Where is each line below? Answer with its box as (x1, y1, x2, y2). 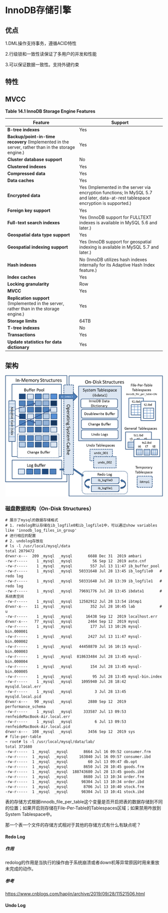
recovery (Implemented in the (7, 139, 69, 145)
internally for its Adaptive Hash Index (79, 261, 155, 268)
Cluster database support (7, 156, 62, 163)
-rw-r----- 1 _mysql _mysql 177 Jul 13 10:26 (5, 624, 126, 629)
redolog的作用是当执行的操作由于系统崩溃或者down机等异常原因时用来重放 (5, 859, 159, 865)
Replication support (7, 295, 50, 301)
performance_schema (5, 704, 46, 709)
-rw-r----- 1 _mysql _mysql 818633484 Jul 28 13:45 (5, 654, 126, 659)
